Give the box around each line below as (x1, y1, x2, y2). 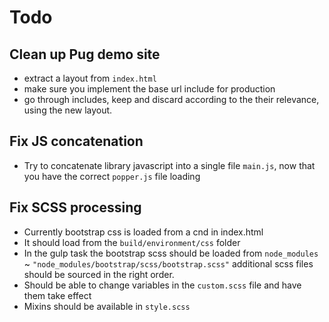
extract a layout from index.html (23, 72, 157, 84)
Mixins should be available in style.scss (23, 300, 191, 312)
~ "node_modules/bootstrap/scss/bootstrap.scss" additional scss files (23, 257, 314, 270)
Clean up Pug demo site (9, 46, 161, 63)
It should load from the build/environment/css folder (23, 236, 241, 248)
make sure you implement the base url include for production (23, 83, 276, 95)
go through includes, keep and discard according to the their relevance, (23, 94, 320, 105)
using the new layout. (23, 104, 113, 116)
